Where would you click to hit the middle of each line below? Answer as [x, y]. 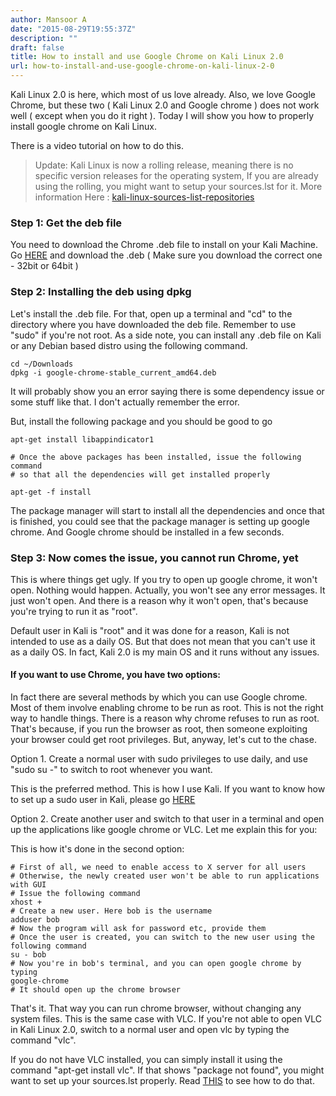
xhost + [26, 902]
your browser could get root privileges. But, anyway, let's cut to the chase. [163, 740]
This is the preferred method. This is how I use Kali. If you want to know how [168, 789]
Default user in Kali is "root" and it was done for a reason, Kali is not [150, 630]
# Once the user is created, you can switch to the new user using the [162, 937]
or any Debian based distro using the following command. [129, 345]
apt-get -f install [51, 492]
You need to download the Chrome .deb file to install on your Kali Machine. [164, 245]
